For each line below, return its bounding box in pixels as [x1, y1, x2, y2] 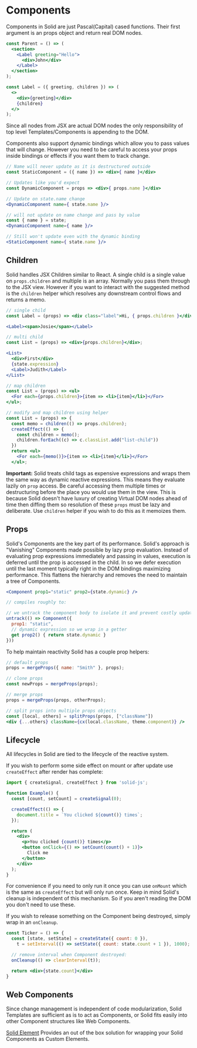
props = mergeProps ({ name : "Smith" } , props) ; [6, 665, 125, 671]
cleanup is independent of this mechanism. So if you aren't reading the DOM [6, 895, 191, 902]
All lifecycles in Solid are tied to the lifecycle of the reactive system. [6, 751, 169, 758]
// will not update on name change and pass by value [6, 212, 141, 218]
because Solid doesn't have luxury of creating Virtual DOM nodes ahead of [6, 495, 188, 502]
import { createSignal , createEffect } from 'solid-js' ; [6, 780, 148, 786]
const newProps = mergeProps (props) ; [6, 681, 98, 687]
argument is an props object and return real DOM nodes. [6, 29, 142, 36]
